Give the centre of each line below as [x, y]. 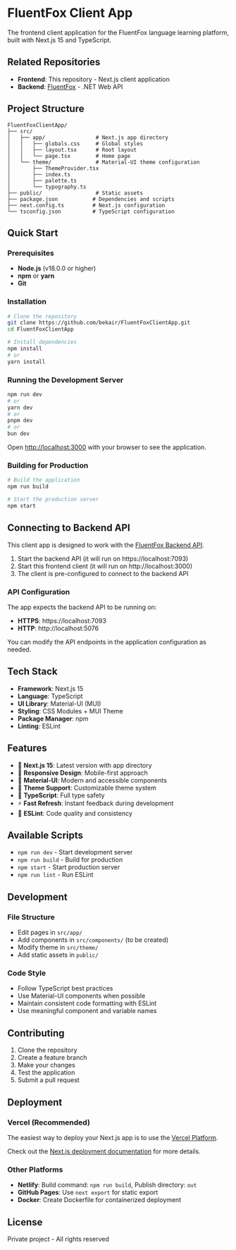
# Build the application [44, 480]
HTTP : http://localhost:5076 [58, 628]
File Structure [31, 917]
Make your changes [46, 1065]
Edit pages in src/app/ [50, 933]
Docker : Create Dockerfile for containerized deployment [99, 1200]
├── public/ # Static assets [75, 193]
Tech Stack [32, 672]
